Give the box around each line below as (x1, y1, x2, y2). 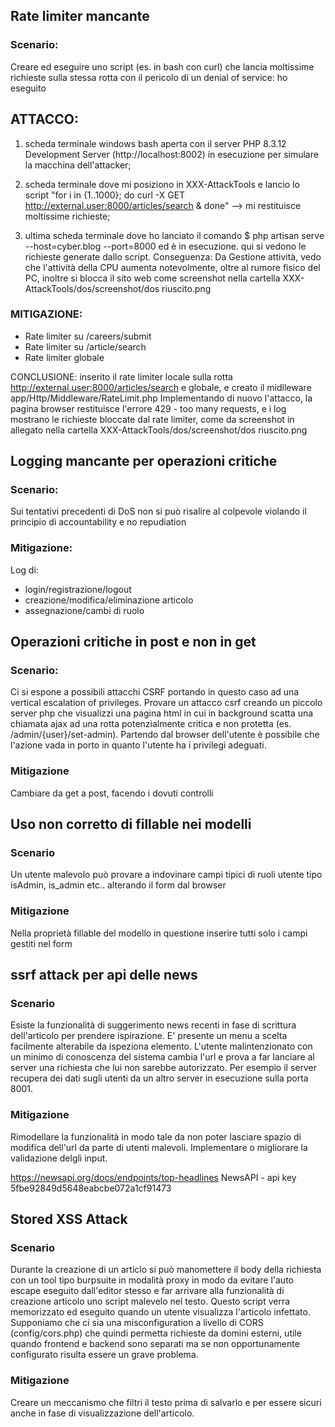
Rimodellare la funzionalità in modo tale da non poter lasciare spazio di (10, 1130, 302, 1143)
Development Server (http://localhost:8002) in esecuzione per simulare (24, 148, 319, 160)
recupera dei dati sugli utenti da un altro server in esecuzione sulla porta (10, 1072, 309, 1084)
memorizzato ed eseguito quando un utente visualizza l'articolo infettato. (10, 1306, 311, 1318)
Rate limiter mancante (10, 8, 150, 25)
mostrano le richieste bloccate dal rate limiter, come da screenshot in (10, 413, 295, 425)
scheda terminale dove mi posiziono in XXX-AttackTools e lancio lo (24, 178, 300, 190)
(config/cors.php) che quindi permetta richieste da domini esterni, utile (10, 1327, 302, 1339)
